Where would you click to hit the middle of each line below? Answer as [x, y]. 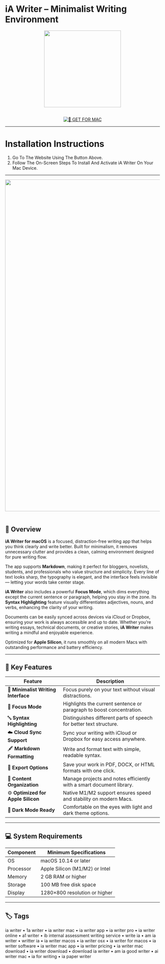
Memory [17, 877]
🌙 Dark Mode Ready [31, 810]
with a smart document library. [98, 785]
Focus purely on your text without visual [109, 689]
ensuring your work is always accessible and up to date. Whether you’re [78, 622]
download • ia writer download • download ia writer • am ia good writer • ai [82, 951]
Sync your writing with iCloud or [100, 733]
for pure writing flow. [26, 557]
